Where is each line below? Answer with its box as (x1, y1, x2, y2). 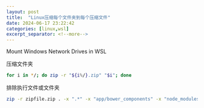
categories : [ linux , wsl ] (6, 25, 69, 32)
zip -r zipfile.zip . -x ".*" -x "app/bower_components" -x (6, 96, 162, 102)
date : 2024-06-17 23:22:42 (6, 20, 75, 26)
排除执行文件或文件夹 (6, 84, 59, 91)
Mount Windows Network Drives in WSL (6, 48, 107, 55)
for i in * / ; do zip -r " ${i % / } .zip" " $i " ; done (6, 72, 132, 78)
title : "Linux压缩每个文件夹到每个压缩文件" (6, 14, 110, 21)
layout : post (6, 8, 39, 15)
